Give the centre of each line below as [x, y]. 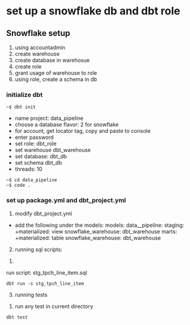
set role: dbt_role [36, 144]
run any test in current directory [54, 306]
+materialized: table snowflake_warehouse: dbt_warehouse [88, 238]
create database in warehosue [52, 60]
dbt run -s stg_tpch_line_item [45, 283]
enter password [34, 137]
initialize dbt [24, 95]
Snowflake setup [38, 33]
